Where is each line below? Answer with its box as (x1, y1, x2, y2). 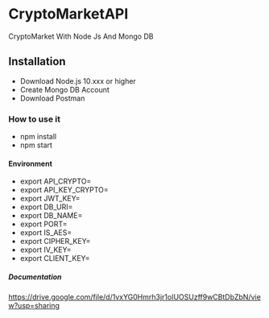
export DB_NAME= (19, 211, 83, 221)
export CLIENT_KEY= (19, 254, 90, 263)
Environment (8, 159, 52, 168)
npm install (19, 132, 57, 142)
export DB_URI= (19, 202, 73, 212)
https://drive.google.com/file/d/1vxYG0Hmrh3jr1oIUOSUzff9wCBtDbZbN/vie (8, 292, 262, 302)
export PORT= (19, 219, 68, 229)
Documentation (8, 271, 62, 282)
